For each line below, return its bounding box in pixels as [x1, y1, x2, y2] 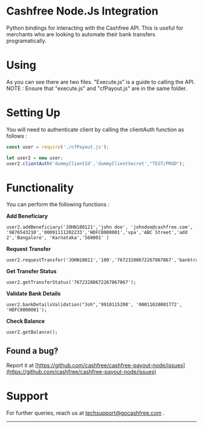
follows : [6, 132, 27, 140]
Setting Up [6, 106, 60, 120]
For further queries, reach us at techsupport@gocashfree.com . [6, 409, 165, 417]
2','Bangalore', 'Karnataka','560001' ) [6, 235, 110, 241]
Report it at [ [6, 362, 37, 369]
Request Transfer [6, 245, 51, 253]
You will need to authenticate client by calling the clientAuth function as [6, 126, 184, 133]
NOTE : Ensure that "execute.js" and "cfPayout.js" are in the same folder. [6, 85, 187, 92]
